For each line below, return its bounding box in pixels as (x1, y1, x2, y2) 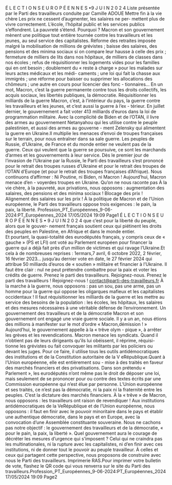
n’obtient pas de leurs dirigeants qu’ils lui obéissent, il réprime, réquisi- (5, 338, 155, 343)
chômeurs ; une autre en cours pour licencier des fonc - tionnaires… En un (5, 81, 163, 87)
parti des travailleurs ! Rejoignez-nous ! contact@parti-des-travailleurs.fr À (5, 278, 164, 283)
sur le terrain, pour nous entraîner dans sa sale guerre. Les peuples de (5, 136, 155, 142)
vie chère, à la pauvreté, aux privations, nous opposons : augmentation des (5, 185, 165, 191)
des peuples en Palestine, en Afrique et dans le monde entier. (5, 228, 136, 235)
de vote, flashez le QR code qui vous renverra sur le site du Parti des (5, 463, 150, 469)
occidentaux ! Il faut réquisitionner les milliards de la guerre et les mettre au (5, 294, 165, 300)
